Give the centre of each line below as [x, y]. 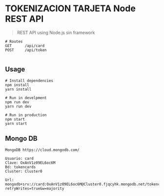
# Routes [14, 41]
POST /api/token [26, 50]
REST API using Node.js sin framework [56, 32]
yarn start [16, 123]
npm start [15, 119]
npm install [17, 85]
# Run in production [26, 115]
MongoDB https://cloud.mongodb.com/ [42, 150]
